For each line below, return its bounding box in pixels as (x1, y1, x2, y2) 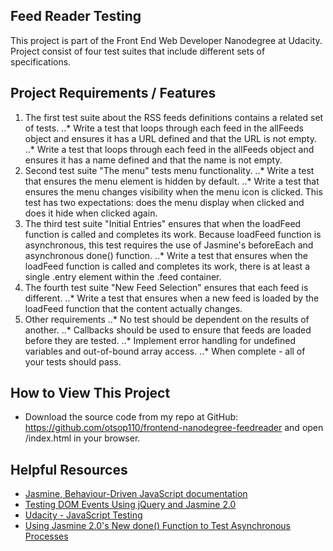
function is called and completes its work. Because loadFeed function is (24, 228, 322, 240)
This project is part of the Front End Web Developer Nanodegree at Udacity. (10, 34, 323, 46)
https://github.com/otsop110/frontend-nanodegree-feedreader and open (24, 422, 324, 434)
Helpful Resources (10, 461, 128, 478)
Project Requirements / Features (10, 85, 217, 102)
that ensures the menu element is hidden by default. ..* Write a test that (24, 175, 320, 187)
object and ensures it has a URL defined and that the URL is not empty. (24, 132, 317, 144)
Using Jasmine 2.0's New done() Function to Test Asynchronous (24, 520, 291, 532)
